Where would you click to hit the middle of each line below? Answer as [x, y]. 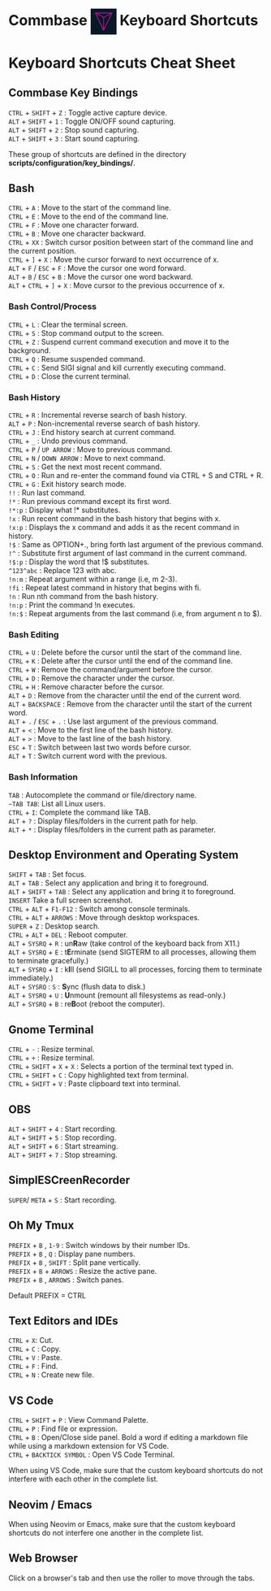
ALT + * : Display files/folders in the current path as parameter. [112, 829]
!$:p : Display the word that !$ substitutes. [79, 562]
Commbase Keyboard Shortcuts [133, 21]
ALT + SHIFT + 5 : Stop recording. [62, 1137]
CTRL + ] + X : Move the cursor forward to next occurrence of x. [114, 259]
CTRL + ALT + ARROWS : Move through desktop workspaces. [104, 918]
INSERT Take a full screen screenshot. [71, 900]
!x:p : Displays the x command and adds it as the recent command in [124, 527]
